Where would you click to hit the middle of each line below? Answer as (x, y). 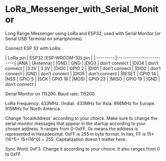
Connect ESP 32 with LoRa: (33, 48)
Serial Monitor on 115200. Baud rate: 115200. (50, 94)
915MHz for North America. (33, 108)
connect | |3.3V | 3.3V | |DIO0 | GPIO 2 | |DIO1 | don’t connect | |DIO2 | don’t (83, 68)
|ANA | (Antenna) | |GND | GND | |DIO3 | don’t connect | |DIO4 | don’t (88, 63)
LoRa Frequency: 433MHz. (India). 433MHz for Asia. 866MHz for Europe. (80, 103)
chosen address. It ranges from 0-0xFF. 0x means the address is (72, 129)
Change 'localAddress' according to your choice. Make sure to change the (81, 118)
